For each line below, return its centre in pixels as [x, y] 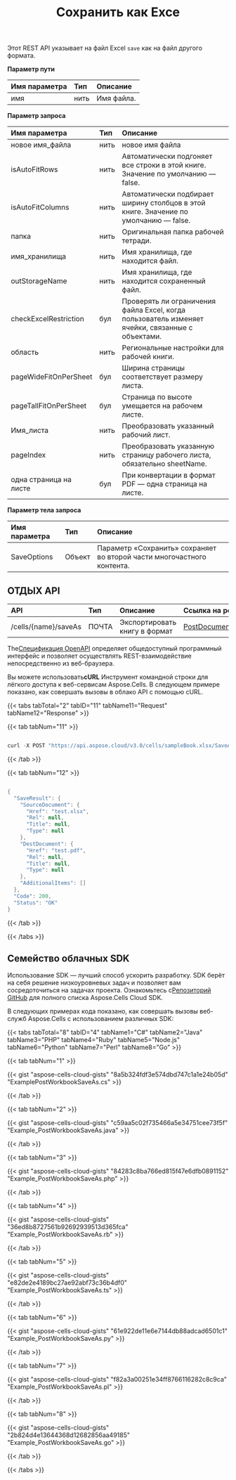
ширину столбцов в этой [164, 203]
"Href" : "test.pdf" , [56, 850]
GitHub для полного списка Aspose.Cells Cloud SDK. [85, 998]
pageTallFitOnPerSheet [49, 406]
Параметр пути [31, 69]
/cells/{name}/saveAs [46, 627]
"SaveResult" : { [37, 798]
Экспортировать [148, 622]
